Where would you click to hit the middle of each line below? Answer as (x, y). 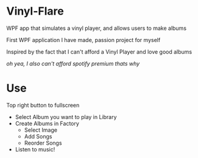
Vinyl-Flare (35, 11)
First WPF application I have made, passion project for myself (83, 40)
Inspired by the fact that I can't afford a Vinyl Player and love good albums (99, 52)
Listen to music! (35, 149)
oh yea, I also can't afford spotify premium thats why (73, 63)
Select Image (41, 130)
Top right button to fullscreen (43, 105)
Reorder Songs (43, 143)
